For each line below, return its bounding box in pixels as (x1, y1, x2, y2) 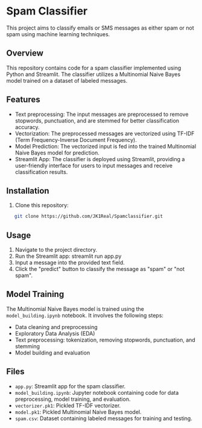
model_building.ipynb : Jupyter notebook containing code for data (14, 389, 179, 396)
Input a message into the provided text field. (14, 259, 125, 266)
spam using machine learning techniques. (6, 30, 110, 37)
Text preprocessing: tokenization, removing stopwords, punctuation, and (14, 336, 196, 343)
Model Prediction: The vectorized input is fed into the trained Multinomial (14, 142, 197, 150)
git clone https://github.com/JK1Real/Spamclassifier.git (14, 213, 163, 220)
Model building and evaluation (14, 349, 90, 356)
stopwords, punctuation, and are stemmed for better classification (14, 117, 180, 124)
